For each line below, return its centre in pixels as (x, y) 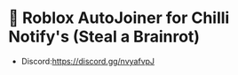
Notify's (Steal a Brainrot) (104, 37)
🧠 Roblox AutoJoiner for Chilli (119, 18)
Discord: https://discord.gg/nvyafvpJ (88, 61)
